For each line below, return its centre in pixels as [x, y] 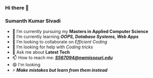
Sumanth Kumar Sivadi [33, 20]
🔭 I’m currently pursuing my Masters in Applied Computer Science [80, 32]
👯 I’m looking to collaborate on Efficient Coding [60, 42]
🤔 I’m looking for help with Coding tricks [52, 47]
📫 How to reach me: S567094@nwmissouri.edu [62, 58]
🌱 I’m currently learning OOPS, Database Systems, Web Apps [75, 37]
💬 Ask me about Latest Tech [41, 52]
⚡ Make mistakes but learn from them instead [60, 70]
